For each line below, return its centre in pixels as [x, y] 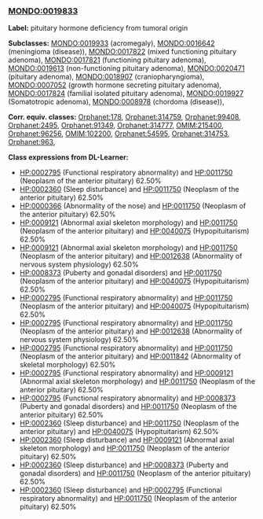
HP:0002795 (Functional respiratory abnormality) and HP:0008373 [128, 398]
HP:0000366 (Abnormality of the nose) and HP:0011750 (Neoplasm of [133, 206]
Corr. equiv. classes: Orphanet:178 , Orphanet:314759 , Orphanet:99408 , [124, 117]
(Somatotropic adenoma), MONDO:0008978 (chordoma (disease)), [117, 102]
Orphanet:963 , [32, 142]
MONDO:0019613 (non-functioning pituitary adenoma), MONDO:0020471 [126, 68]
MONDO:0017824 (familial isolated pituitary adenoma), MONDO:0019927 [126, 94]
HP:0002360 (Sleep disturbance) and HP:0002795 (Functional [121, 490]
